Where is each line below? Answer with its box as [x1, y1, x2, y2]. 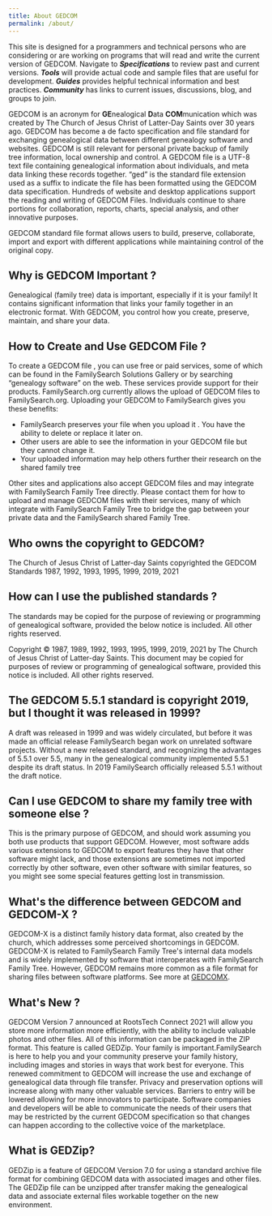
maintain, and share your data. [8, 316, 110, 326]
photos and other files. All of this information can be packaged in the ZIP [8, 1035, 250, 1043]
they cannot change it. [19, 446, 96, 455]
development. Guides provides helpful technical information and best [8, 76, 240, 86]
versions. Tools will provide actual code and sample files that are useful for [8, 67, 259, 77]
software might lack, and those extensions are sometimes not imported [8, 854, 245, 864]
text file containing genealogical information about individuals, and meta [8, 160, 249, 170]
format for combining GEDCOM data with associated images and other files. [8, 1174, 261, 1184]
